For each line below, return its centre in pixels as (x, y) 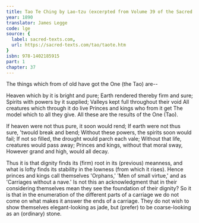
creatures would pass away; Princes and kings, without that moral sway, (94, 145)
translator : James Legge (37, 23)
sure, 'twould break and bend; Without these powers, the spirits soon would (99, 132)
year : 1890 (20, 17)
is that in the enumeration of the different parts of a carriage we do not (93, 195)
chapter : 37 (21, 67)
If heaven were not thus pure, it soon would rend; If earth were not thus (94, 126)
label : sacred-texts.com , (44, 39)
